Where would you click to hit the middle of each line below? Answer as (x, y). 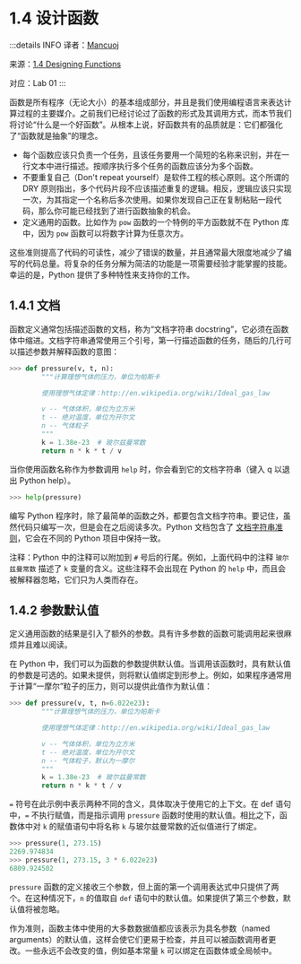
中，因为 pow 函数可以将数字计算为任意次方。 (105, 233)
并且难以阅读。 (44, 645)
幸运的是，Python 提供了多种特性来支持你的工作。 (102, 274)
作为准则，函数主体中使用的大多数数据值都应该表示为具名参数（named (140, 928)
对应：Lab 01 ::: (38, 83)
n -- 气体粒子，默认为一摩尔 (88, 760)
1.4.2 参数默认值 (54, 610)
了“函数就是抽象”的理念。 (56, 135)
